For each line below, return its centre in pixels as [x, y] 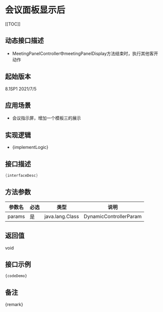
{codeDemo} [16, 276]
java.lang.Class [62, 216]
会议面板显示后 [35, 10]
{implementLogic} [30, 147]
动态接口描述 [24, 41]
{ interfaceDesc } [22, 175]
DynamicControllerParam [113, 216]
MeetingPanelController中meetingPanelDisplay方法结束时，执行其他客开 [85, 53]
